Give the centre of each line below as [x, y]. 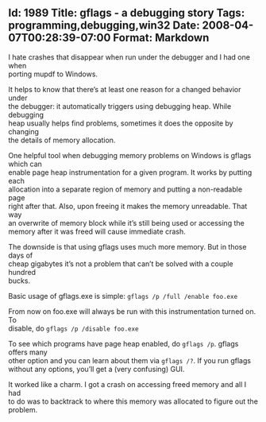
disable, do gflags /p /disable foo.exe [73, 328]
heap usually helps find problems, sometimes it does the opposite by [121, 123]
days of [21, 255]
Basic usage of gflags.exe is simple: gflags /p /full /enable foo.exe [123, 296]
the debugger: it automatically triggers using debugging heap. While [120, 106]
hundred [22, 272]
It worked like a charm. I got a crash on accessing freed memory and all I [127, 384]
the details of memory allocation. [62, 140]
